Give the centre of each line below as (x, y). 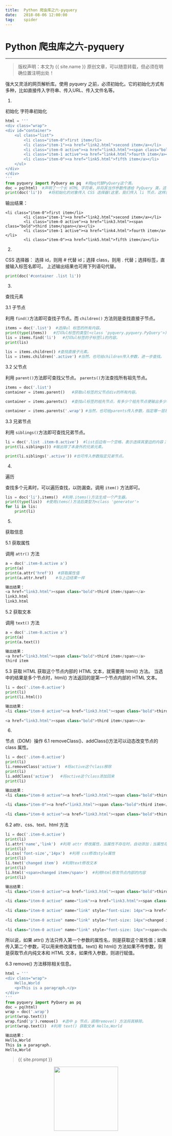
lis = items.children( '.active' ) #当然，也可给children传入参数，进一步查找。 (85, 357)
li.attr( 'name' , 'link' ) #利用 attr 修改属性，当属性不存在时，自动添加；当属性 (85, 844)
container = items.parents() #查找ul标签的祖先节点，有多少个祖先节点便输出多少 (86, 402)
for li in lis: (21, 507)
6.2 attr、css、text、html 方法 (37, 825)
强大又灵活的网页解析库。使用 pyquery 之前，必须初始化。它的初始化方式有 (85, 84)
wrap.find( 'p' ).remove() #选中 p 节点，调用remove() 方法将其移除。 (76, 1021)
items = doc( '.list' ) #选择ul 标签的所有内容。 (54, 328)
